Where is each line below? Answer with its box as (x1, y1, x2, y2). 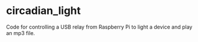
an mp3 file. (6, 29, 35, 36)
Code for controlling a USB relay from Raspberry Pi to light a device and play (6, 23, 193, 30)
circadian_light (6, 4, 81, 17)
